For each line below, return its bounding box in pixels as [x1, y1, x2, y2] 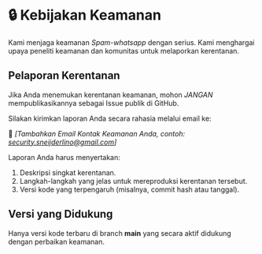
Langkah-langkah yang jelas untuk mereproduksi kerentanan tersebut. [19, 176, 248, 185]
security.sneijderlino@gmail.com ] [8, 137, 117, 147]
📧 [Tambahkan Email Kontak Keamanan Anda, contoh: [8, 129, 186, 138]
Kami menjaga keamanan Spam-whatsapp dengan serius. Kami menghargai [8, 37, 255, 47]
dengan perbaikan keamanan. [8, 237, 105, 246]
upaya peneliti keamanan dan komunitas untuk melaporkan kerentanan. [8, 46, 240, 55]
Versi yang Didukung [8, 207, 113, 221]
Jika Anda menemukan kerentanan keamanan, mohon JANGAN [8, 90, 214, 99]
